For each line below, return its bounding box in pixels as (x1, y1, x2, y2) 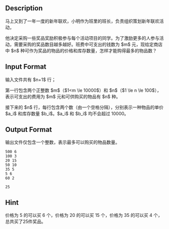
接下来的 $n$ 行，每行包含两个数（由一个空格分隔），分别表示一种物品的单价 (5, 104, 164, 110)
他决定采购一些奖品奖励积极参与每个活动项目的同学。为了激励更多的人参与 (5, 35, 159, 41)
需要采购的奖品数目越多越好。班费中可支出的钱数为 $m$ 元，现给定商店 (14, 41, 163, 47)
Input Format (5, 62, 47, 71)
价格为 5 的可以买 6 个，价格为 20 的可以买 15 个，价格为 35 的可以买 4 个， (5, 212, 162, 218)
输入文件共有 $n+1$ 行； (5, 77, 56, 83)
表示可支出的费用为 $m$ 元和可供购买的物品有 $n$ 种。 (5, 93, 121, 100)
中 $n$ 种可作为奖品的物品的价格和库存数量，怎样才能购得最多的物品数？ (5, 47, 157, 53)
